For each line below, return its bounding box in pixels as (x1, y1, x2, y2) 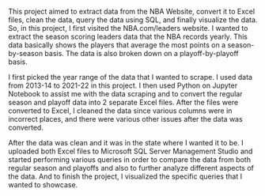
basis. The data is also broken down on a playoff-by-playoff (44, 49, 239, 58)
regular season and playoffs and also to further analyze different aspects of (8, 164, 255, 172)
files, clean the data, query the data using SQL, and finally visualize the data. (8, 15, 258, 24)
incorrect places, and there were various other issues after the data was (8, 115, 243, 123)
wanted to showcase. (8, 180, 78, 189)
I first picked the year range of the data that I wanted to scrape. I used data (8, 73, 253, 81)
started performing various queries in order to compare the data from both (8, 155, 252, 164)
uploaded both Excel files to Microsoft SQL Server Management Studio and (8, 146, 253, 156)
